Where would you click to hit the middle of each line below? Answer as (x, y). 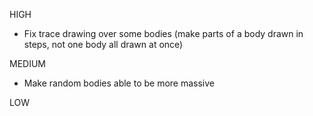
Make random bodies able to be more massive (119, 83)
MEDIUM (27, 63)
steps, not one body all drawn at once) (103, 44)
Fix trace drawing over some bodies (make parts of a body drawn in (163, 33)
